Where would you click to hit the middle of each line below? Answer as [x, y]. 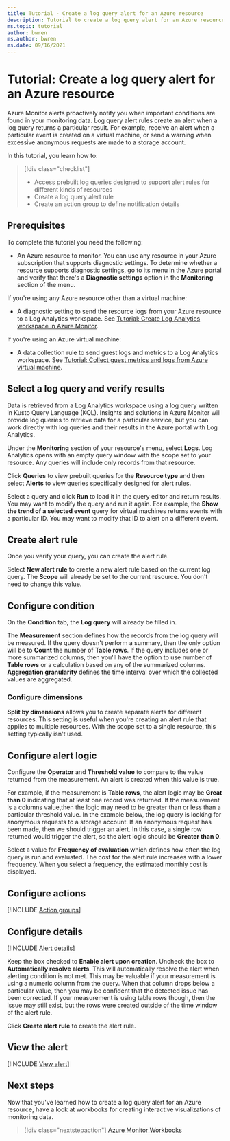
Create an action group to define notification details [107, 204]
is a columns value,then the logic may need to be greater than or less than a [114, 807]
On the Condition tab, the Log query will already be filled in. [92, 622]
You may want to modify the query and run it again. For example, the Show [113, 504]
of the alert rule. [30, 1012]
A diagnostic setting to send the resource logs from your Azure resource [119, 311]
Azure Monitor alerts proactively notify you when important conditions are [111, 113]
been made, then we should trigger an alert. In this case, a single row [104, 829]
